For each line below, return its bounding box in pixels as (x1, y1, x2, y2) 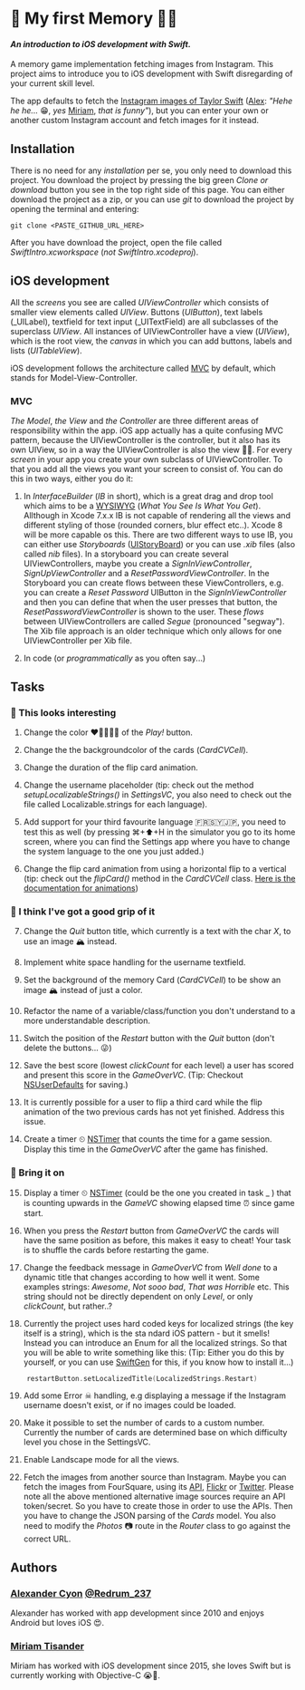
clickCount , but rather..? (23, 1300, 112, 1311)
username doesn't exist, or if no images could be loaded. (23, 1400, 236, 1411)
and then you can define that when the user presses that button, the (23, 597, 278, 608)
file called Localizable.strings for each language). (23, 799, 207, 809)
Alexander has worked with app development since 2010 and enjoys (10, 1608, 265, 1618)
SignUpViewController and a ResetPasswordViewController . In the (23, 568, 270, 579)
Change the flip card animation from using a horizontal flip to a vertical (23, 864, 287, 874)
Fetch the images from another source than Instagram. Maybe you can (23, 1472, 287, 1482)
